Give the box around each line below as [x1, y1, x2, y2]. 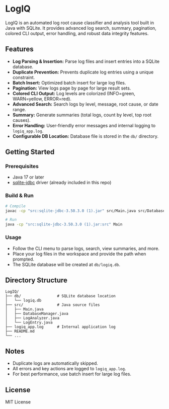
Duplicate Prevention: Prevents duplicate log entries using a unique [12, 69, 154, 75]
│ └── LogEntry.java [5, 320, 53, 325]
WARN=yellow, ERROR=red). [12, 96, 72, 102]
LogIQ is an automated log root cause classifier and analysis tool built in [5, 20, 154, 26]
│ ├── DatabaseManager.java [5, 311, 69, 316]
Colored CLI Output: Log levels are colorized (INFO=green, [12, 90, 136, 96]
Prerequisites [5, 163, 39, 170]
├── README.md [5, 329, 35, 334]
